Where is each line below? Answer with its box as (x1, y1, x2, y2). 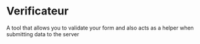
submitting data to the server (6, 30, 80, 37)
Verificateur (6, 4, 69, 18)
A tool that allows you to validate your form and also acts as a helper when (6, 24, 194, 31)
